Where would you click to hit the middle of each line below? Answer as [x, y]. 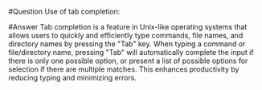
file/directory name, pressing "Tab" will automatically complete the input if [131, 52]
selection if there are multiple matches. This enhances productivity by [124, 69]
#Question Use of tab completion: [64, 12]
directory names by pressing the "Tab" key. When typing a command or [127, 44]
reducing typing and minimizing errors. [73, 78]
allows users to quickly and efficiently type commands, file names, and [126, 35]
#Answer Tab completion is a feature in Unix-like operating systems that [128, 27]
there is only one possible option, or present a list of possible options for [128, 61]
